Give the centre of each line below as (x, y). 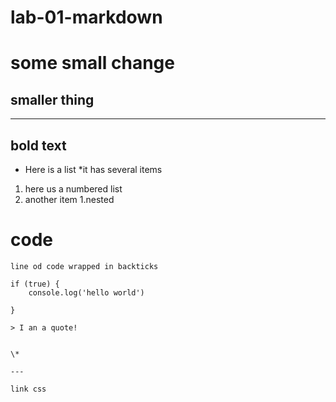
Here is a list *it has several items (93, 169)
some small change (92, 63)
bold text (38, 145)
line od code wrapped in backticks (84, 266)
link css (28, 389)
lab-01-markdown (86, 17)
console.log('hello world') (86, 292)
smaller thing (52, 99)
